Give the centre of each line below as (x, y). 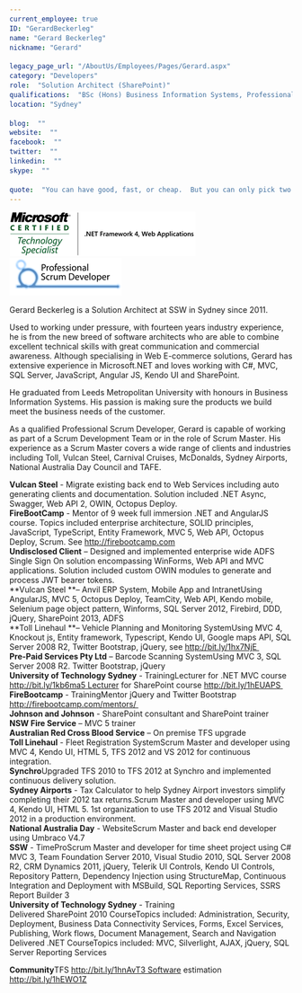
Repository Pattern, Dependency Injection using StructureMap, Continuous (148, 876)
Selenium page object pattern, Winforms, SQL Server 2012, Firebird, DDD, (146, 609)
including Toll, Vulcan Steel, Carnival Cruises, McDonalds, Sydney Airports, (148, 457)
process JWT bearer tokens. (62, 581)
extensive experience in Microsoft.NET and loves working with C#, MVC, (144, 366)
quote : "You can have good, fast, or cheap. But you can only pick (142, 190)
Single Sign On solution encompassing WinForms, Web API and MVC (137, 561)
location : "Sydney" (46, 104)
